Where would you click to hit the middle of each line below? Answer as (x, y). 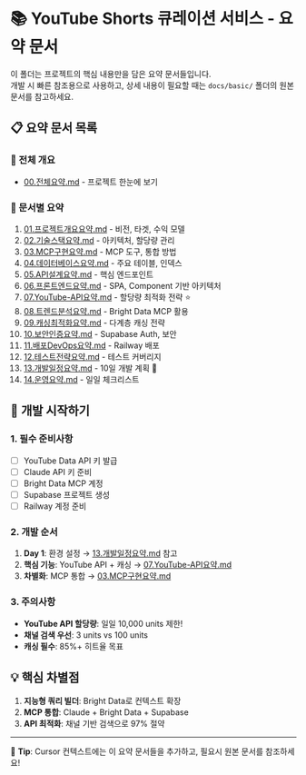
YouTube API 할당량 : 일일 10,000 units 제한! (103, 623)
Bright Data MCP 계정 (63, 483)
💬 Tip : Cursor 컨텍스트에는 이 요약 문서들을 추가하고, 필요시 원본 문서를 (137, 751)
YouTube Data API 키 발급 (70, 461)
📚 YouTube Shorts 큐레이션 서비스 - (143, 19)
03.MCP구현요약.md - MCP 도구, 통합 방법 (100, 252)
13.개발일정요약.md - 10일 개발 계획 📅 (90, 368)
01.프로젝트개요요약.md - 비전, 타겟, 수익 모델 (104, 229)
